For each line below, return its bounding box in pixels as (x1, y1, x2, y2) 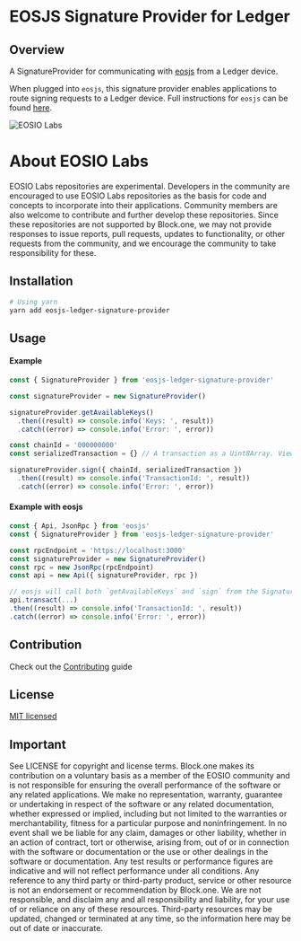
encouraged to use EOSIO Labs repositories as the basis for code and (9, 190, 267, 201)
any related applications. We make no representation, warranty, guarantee (9, 789, 283, 800)
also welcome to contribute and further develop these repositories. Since (9, 209, 279, 220)
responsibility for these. (9, 247, 97, 258)
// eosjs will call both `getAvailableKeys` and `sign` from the (9, 587, 258, 596)
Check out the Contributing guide (9, 661, 133, 672)
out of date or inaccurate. (9, 923, 103, 934)
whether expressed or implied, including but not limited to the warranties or (9, 808, 288, 819)
